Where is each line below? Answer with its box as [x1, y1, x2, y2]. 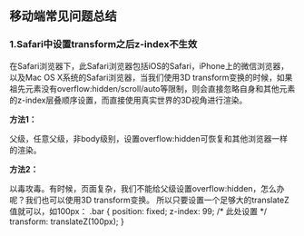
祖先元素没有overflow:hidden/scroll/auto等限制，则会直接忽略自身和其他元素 [9, 83, 296, 93]
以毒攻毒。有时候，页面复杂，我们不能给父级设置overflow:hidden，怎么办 [9, 182, 285, 193]
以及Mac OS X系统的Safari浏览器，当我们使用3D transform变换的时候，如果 [9, 72, 293, 83]
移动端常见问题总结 [9, 8, 117, 25]
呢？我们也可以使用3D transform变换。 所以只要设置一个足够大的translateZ [9, 194, 289, 205]
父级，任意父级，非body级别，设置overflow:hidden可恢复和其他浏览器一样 [9, 133, 289, 143]
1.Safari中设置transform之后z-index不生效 [9, 38, 198, 51]
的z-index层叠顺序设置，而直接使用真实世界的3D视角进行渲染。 [9, 94, 248, 105]
